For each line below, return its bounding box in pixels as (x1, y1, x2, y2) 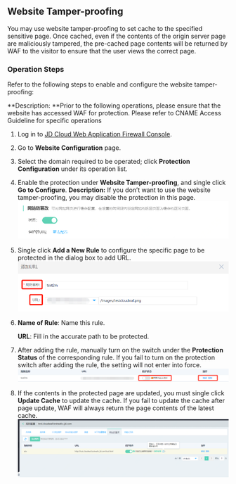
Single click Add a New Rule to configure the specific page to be (17, 246, 205, 254)
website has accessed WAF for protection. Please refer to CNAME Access (7, 109, 221, 117)
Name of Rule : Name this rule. (17, 318, 105, 326)
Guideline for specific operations (7, 116, 102, 125)
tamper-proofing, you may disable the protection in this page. (17, 193, 196, 202)
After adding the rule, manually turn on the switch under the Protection (17, 345, 223, 354)
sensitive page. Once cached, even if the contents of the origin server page (7, 32, 226, 40)
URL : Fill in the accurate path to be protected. (17, 332, 150, 340)
